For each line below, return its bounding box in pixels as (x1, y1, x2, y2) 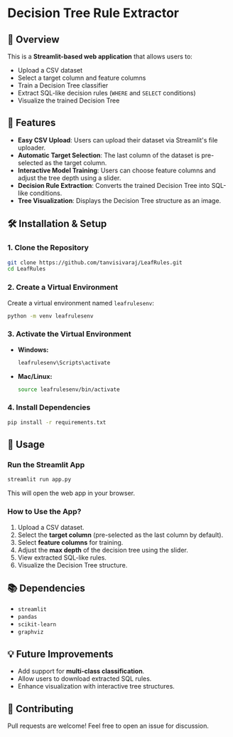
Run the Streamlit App (7, 459, 85, 469)
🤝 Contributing (7, 703, 74, 715)
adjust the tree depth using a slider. (17, 173, 121, 182)
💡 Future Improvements (7, 648, 114, 660)
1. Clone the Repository (7, 243, 89, 253)
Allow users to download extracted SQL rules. (17, 674, 152, 683)
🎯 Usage (7, 439, 45, 451)
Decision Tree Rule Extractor (7, 5, 180, 21)
